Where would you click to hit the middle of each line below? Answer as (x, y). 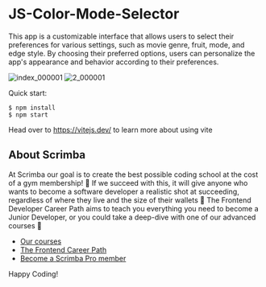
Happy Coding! (33, 273)
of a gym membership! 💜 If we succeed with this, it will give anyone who (128, 182)
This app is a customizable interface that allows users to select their (121, 36)
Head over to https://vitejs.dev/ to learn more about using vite (110, 129)
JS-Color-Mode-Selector (94, 14)
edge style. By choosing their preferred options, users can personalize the (132, 53)
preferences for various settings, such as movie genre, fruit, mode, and (127, 44)
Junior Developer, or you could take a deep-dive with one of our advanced (132, 217)
